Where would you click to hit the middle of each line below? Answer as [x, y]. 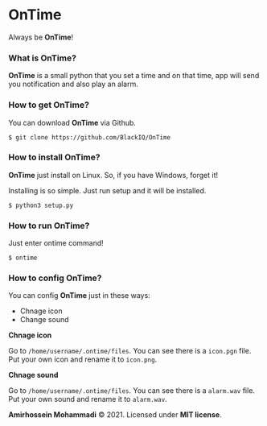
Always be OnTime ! [41, 37]
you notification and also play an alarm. [73, 84]
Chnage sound [33, 375]
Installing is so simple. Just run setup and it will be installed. [107, 190]
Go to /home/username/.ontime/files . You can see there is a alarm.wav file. [132, 391]
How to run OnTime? [49, 225]
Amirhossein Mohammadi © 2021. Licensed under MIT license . [115, 415]
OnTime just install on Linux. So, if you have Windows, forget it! [113, 175]
